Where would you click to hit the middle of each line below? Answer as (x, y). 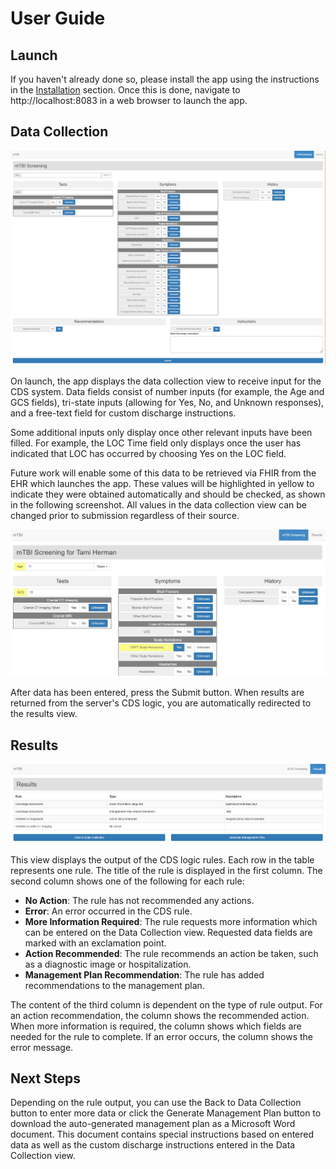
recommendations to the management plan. (114, 985)
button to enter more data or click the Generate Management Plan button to (166, 1113)
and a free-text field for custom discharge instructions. (123, 413)
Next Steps (45, 1078)
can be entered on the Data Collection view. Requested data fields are (168, 932)
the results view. (44, 714)
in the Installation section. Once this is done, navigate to (125, 90)
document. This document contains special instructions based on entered (162, 1134)
